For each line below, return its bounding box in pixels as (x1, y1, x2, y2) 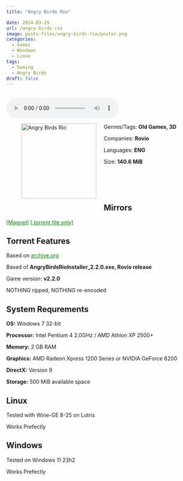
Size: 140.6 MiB (104, 158, 143, 165)
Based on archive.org (6, 252, 59, 259)
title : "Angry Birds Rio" (6, 8, 71, 15)
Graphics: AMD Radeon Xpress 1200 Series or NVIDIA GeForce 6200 (6, 355, 178, 362)
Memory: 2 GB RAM (6, 343, 57, 351)
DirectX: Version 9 (6, 366, 53, 374)
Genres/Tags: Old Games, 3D (104, 123, 177, 130)
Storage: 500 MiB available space (6, 378, 91, 386)
